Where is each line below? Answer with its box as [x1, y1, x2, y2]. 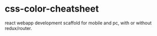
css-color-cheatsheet [5, 3, 99, 15]
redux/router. [5, 25, 32, 31]
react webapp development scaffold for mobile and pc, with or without [5, 20, 152, 26]
